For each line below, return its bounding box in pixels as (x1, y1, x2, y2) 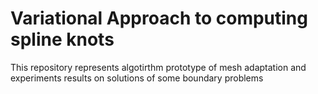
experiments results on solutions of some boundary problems (10, 72, 264, 84)
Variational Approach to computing (10, 7, 308, 30)
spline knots (10, 28, 115, 51)
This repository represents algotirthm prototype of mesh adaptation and (10, 61, 307, 73)
